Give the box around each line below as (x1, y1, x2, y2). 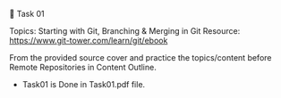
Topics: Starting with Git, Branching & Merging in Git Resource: (9, 26, 241, 36)
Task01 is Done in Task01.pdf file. (21, 79, 146, 89)
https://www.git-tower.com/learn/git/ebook (9, 36, 168, 45)
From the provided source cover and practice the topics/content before (9, 53, 272, 62)
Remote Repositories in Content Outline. (9, 62, 157, 72)
